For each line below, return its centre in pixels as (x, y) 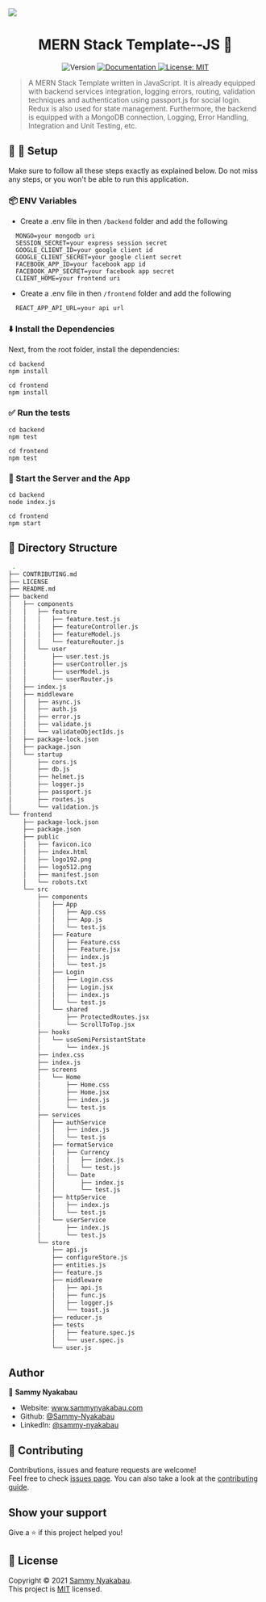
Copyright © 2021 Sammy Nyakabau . (70, 1580)
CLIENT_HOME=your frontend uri (68, 279)
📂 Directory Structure (63, 548)
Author (26, 1373)
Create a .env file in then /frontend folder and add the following (125, 293)
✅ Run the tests (39, 413)
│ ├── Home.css (74, 1085)
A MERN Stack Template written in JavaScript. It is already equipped (141, 82)
